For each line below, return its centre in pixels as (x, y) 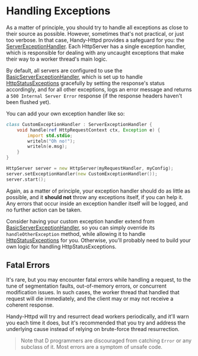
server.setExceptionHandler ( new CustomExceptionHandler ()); (82, 174)
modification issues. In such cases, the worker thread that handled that (93, 292)
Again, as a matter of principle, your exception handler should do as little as (98, 191)
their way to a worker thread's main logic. (57, 59)
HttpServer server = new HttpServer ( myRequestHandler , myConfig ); (90, 168)
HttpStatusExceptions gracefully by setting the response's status (85, 83)
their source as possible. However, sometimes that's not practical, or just (95, 33)
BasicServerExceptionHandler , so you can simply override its (81, 228)
